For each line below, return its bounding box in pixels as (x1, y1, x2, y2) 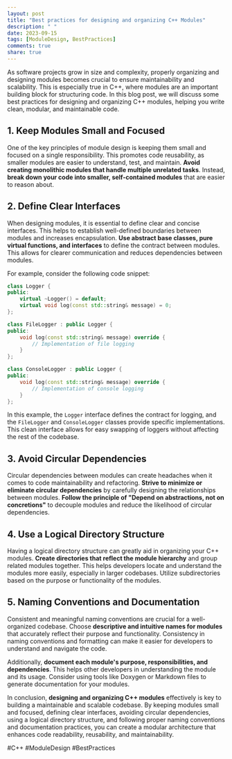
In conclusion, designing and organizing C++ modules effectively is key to (7, 693, 222, 701)
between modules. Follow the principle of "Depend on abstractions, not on (7, 494, 224, 502)
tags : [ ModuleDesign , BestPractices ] (7, 36, 116, 43)
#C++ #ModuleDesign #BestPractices (7, 744, 116, 752)
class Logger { (7, 283, 51, 290)
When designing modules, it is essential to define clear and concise (7, 219, 200, 227)
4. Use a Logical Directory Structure (7, 528, 165, 540)
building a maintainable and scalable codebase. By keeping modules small (7, 701, 220, 709)
